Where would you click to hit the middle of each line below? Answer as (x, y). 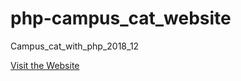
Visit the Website (45, 65)
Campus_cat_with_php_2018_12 (75, 46)
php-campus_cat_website (121, 18)
